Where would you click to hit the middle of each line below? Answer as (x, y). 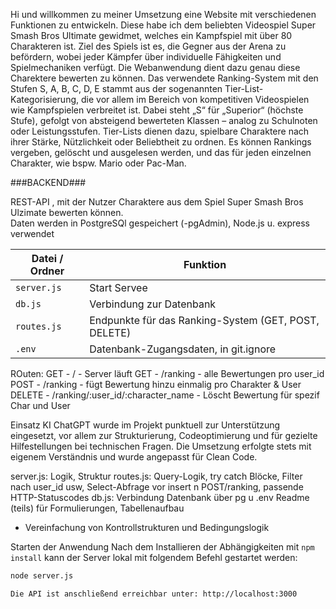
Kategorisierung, (45, 99)
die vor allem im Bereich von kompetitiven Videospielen (195, 99)
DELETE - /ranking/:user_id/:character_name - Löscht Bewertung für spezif (165, 395)
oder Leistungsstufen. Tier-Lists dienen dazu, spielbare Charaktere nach (160, 131)
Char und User (40, 405)
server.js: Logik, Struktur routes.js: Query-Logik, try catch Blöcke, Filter (156, 476)
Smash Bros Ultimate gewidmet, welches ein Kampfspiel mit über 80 (151, 35)
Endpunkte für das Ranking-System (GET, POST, (204, 320)
